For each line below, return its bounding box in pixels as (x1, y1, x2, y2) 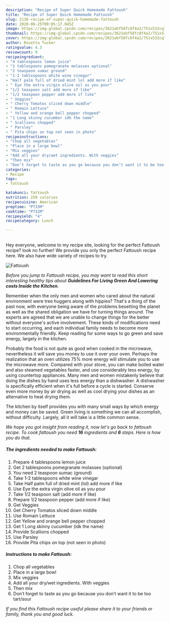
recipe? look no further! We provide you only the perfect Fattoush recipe (6, 247, 156, 253)
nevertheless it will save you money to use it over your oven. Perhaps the (6, 351, 158, 357)
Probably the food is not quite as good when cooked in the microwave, (6, 345, 153, 351)
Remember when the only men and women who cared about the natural (6, 293, 155, 299)
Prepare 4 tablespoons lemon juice (13, 459, 86, 465)
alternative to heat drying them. (6, 394, 71, 400)
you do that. (6, 435, 31, 441)
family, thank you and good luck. (6, 611, 75, 617)
